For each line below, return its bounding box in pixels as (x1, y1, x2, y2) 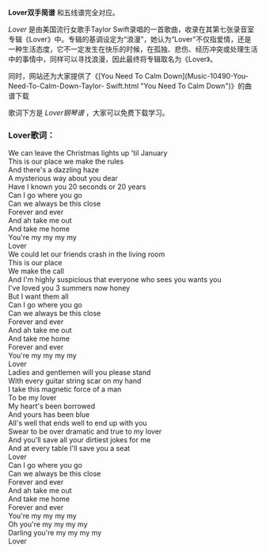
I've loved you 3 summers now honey (8, 284, 131, 293)
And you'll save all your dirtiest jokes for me (8, 435, 151, 445)
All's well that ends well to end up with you (8, 419, 148, 428)
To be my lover (8, 393, 57, 403)
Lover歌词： (8, 129, 55, 141)
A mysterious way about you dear (8, 174, 119, 183)
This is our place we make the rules (8, 156, 124, 166)
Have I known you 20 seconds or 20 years (8, 182, 146, 191)
